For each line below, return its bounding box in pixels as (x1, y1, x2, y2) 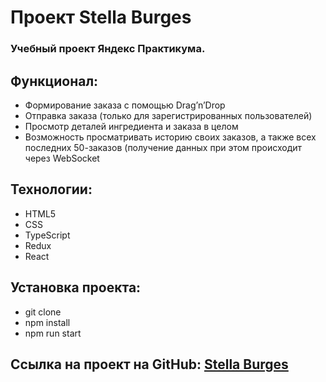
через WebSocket (24, 152, 100, 164)
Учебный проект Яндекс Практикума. (10, 42, 206, 56)
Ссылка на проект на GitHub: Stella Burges (10, 356, 289, 373)
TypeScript (24, 229, 71, 241)
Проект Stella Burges (10, 6, 192, 29)
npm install (24, 316, 71, 328)
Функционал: (10, 72, 99, 90)
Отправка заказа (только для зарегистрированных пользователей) (24, 109, 313, 121)
